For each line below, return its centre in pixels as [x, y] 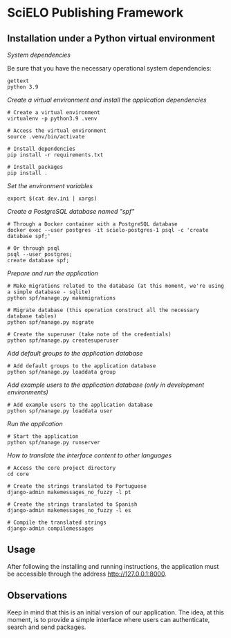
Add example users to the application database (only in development [106, 385]
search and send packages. [47, 627]
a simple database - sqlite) [49, 292]
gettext [18, 81]
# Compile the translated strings [57, 522]
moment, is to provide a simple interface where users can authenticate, [109, 619]
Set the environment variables [50, 186]
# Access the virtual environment [57, 131]
